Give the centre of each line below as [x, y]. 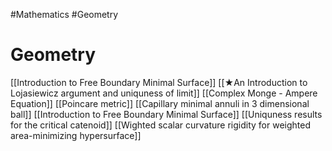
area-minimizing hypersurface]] [76, 135]
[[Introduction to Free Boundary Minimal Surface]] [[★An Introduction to [159, 82]
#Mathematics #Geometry [64, 14]
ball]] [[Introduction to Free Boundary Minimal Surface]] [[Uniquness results [166, 114]
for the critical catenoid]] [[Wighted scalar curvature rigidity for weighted [161, 125]
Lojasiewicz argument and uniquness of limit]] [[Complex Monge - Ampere [164, 93]
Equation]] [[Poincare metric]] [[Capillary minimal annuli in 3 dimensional [160, 103]
